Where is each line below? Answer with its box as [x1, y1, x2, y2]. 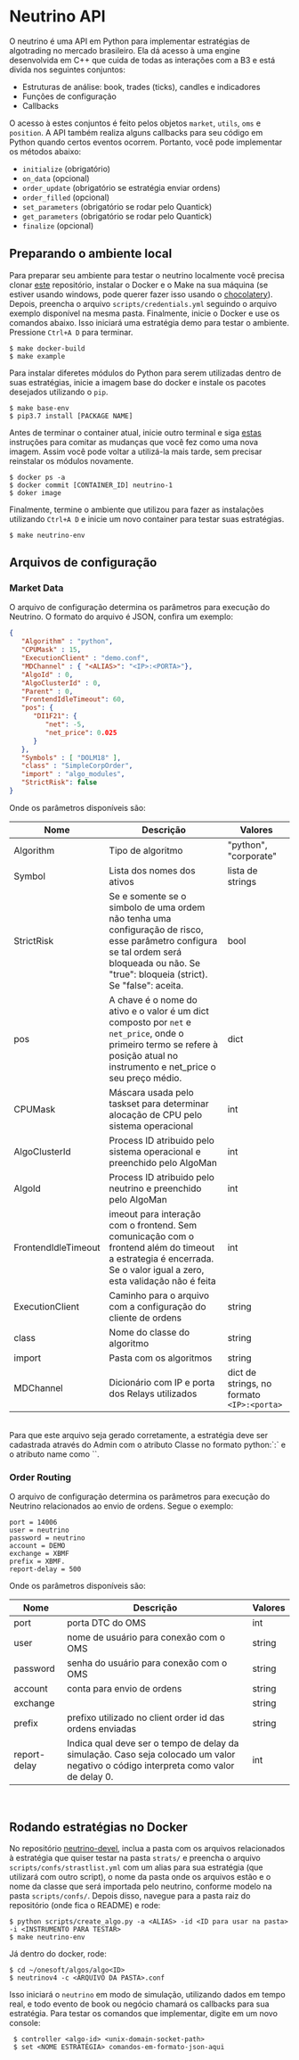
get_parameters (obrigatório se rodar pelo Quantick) [21, 211, 212, 221]
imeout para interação [109, 1207, 201, 1220]
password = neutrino [9, 1534, 86, 1543]
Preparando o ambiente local [9, 246, 173, 261]
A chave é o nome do [109, 993, 198, 1005]
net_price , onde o [109, 1027, 184, 1039]
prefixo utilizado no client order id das [66, 1711, 225, 1724]
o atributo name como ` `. [9, 1448, 100, 1460]
